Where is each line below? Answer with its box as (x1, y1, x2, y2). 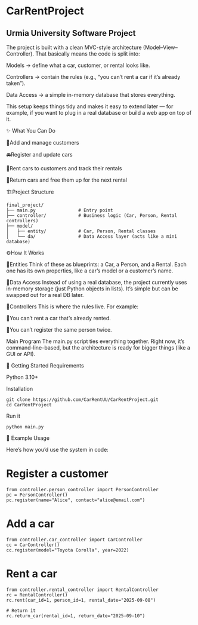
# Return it (6, 608, 36, 614)
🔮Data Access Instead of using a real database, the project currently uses (6, 279, 187, 286)
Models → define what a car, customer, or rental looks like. (6, 62, 150, 69)
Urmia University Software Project (6, 28, 136, 38)
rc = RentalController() (6, 592, 68, 598)
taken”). (6, 79, 26, 87)
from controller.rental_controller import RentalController (6, 587, 159, 593)
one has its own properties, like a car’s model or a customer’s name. (6, 267, 174, 274)
